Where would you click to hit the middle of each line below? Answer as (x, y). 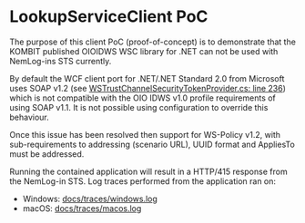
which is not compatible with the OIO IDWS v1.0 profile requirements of (142, 98)
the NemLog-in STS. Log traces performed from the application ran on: (142, 181)
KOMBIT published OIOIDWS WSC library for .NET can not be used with (144, 51)
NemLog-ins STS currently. (61, 61)
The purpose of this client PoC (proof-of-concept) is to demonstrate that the (152, 42)
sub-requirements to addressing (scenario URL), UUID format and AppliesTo (152, 144)
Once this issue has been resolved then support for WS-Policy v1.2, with (145, 134)
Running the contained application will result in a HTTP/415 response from (149, 171)
